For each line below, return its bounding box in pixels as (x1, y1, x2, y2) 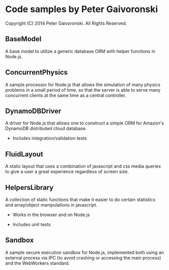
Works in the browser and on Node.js (12, 212, 90, 218)
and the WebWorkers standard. (5, 260, 70, 266)
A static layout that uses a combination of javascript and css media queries (5, 163, 161, 169)
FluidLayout (5, 150, 43, 158)
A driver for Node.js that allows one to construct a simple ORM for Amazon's (5, 120, 164, 126)
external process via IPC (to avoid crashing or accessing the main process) (5, 254, 161, 260)
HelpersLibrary (5, 183, 54, 192)
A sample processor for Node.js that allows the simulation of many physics (5, 82, 160, 88)
